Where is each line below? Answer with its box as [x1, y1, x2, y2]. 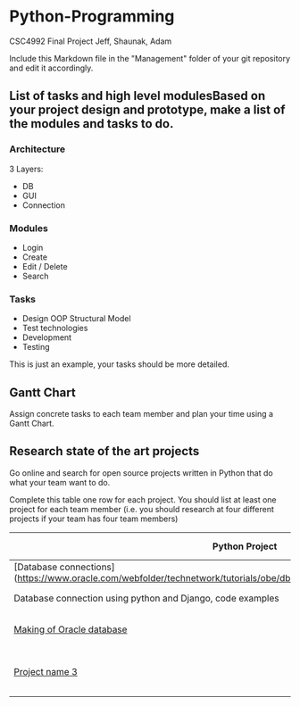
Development [21, 332, 72, 343]
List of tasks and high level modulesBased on [9, 88, 266, 104]
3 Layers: [9, 163, 44, 174]
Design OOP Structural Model [21, 313, 131, 324]
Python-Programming [9, 6, 175, 27]
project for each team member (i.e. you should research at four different [9, 503, 274, 514]
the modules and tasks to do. [9, 116, 174, 131]
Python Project [212, 540, 278, 552]
